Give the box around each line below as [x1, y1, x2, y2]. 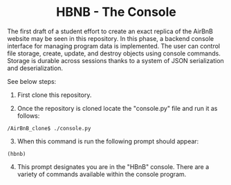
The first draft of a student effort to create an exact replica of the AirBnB [7, 27, 213, 35]
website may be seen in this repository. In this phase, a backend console [7, 34, 214, 42]
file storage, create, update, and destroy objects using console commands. [7, 49, 221, 58]
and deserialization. [7, 64, 64, 72]
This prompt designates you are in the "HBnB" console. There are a [17, 162, 210, 170]
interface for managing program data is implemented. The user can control [7, 42, 220, 50]
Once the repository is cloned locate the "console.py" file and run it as [17, 104, 218, 112]
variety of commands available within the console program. [17, 170, 187, 178]
